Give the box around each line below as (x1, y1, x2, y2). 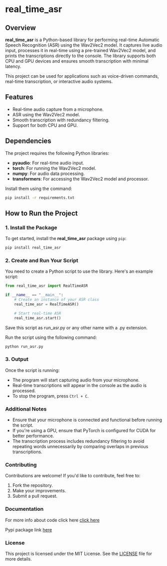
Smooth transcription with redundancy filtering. (12, 117, 110, 123)
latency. (5, 64, 21, 69)
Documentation (5, 505, 44, 512)
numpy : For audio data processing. (12, 170, 85, 176)
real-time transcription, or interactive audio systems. (5, 79, 113, 84)
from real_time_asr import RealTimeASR (5, 283, 88, 289)
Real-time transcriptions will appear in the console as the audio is (12, 382, 147, 388)
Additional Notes (5, 405, 47, 412)
